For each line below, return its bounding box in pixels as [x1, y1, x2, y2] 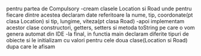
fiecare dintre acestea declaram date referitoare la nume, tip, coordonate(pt [6, 11, 193, 18]
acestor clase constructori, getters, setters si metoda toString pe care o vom [6, 24, 195, 31]
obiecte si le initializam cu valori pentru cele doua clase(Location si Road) [6, 37, 188, 43]
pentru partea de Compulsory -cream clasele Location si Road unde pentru [6, 5, 192, 12]
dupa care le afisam [6, 43, 55, 50]
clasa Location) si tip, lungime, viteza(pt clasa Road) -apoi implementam [6, 18, 185, 24]
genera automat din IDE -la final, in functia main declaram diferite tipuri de [6, 30, 189, 38]
